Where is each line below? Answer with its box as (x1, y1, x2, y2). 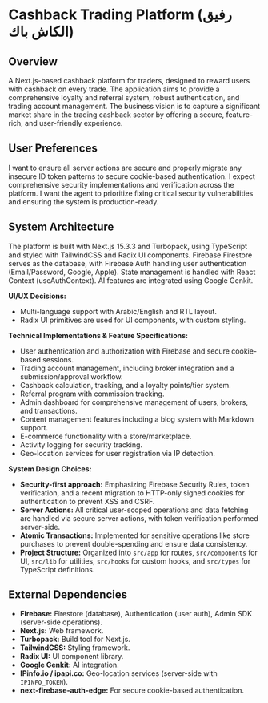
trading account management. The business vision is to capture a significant (8, 102, 261, 111)
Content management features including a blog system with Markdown (19, 414, 254, 424)
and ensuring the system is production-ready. (8, 196, 159, 206)
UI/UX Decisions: (8, 291, 66, 301)
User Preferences (8, 142, 98, 156)
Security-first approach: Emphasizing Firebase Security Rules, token (19, 479, 250, 489)
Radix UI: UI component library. (19, 652, 124, 661)
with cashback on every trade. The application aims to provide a (8, 84, 220, 94)
